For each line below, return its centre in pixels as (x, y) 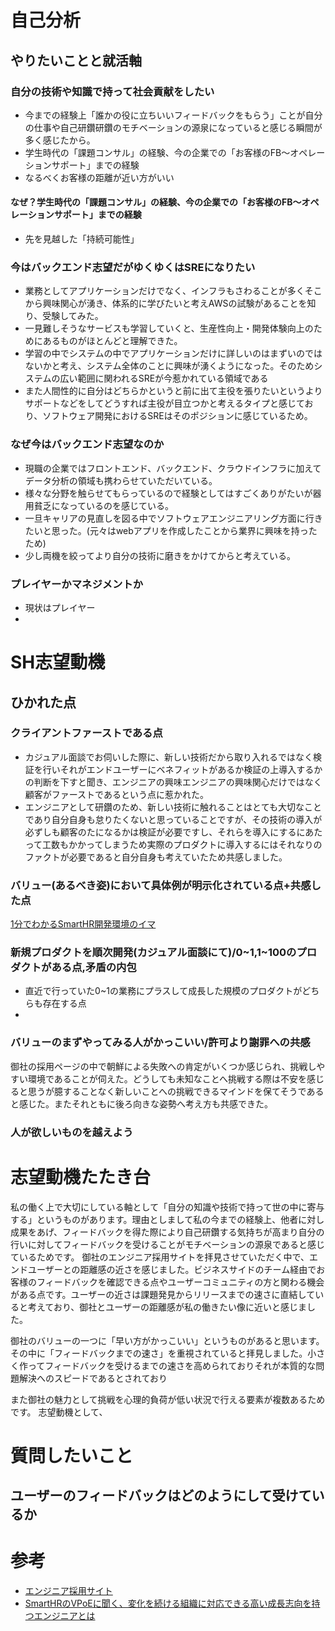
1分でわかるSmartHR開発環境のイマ (83, 924)
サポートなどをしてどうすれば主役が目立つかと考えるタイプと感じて (164, 403)
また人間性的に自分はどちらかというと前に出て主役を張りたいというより (173, 391)
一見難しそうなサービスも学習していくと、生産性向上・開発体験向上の (169, 328)
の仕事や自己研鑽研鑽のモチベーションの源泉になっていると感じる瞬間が (173, 127)
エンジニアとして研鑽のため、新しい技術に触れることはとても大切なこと (173, 807)
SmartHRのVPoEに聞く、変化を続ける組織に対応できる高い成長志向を (168, 1603)
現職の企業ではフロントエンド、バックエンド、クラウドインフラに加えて (173, 468)
